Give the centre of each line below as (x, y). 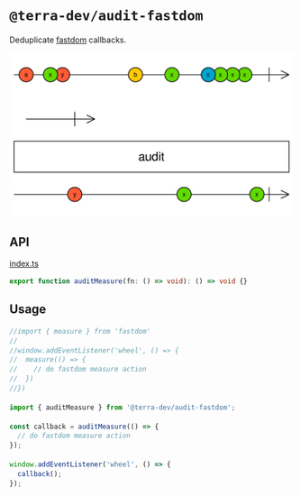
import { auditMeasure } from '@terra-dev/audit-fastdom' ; (123, 407)
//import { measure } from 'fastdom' (80, 331)
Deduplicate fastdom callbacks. (68, 40)
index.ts (24, 264)
